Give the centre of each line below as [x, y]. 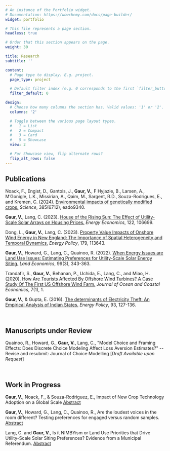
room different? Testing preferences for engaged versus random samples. [82, 418]
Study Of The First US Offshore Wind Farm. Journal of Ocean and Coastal [83, 284]
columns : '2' [24, 112]
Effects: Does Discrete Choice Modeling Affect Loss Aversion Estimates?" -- [84, 348]
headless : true [21, 33]
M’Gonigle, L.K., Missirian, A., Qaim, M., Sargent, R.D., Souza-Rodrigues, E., [84, 197]
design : [13, 103]
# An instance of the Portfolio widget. [49, 10]
